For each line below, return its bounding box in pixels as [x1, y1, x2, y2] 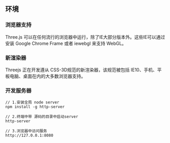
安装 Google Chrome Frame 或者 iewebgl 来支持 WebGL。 [5, 40, 127, 46]
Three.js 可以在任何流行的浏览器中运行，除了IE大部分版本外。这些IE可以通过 [5, 34, 165, 40]
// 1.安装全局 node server [5, 100, 60, 105]
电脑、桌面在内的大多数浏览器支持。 [9, 73, 86, 79]
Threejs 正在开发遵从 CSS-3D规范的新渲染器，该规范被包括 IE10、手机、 [5, 67, 158, 73]
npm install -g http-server [5, 104, 65, 109]
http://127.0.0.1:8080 [5, 133, 53, 138]
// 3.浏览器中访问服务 [5, 129, 47, 134]
